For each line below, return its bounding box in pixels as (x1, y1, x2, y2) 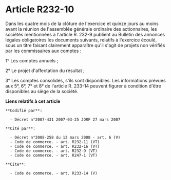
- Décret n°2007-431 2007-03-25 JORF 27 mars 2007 (10, 117, 121, 122)
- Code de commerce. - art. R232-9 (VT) (10, 148, 98, 153)
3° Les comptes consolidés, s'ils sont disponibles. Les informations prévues (5, 77, 166, 83)
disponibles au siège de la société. (5, 88, 79, 94)
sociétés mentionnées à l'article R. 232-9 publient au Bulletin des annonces (5, 31, 165, 37)
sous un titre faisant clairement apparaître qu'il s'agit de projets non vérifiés (5, 42, 165, 48)
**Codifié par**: (5, 108, 43, 113)
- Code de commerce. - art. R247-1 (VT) (10, 152, 98, 158)
